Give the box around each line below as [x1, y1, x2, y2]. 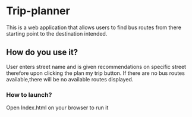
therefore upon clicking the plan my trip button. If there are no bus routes [6, 69, 185, 77]
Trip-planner [6, 4, 70, 18]
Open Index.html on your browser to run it [6, 104, 109, 111]
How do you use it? [6, 48, 78, 58]
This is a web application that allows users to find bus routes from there [6, 24, 182, 31]
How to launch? [6, 90, 52, 99]
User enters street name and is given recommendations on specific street [6, 63, 186, 70]
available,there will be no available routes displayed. [6, 75, 134, 83]
